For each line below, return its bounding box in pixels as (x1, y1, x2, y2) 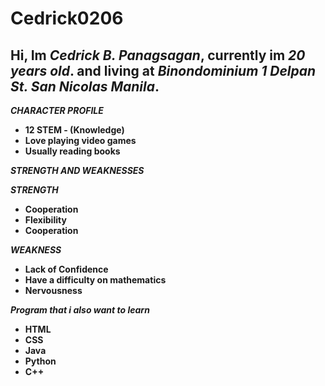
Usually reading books (24, 145, 121, 157)
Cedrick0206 (10, 7, 124, 30)
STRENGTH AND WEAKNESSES (10, 165, 145, 176)
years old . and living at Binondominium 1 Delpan (10, 62, 317, 79)
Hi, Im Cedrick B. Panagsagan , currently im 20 (10, 47, 306, 64)
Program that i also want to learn (10, 304, 150, 316)
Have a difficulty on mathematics (24, 274, 167, 286)
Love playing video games (24, 135, 137, 146)
